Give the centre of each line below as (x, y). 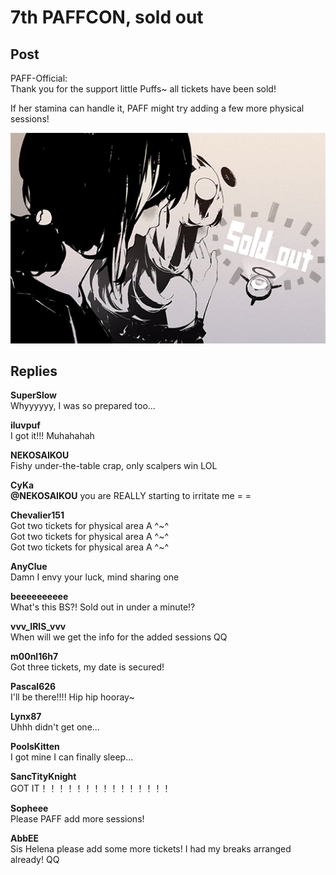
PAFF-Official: (39, 78)
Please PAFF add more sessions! (77, 819)
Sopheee (29, 808)
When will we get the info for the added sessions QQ (119, 637)
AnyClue (29, 567)
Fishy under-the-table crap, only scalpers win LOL (114, 466)
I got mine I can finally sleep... (72, 757)
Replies (34, 371)
